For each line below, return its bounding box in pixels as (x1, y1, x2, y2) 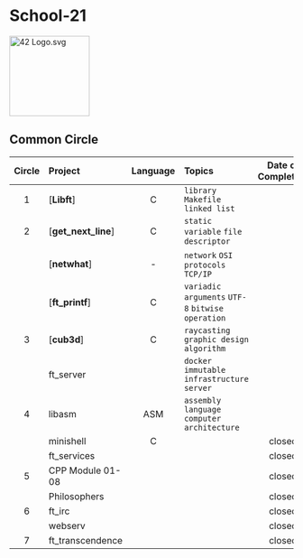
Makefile (183, 194, 222, 204)
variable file (183, 227, 243, 237)
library (183, 185, 217, 195)
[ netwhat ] (48, 257, 93, 270)
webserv (48, 519, 86, 532)
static (183, 216, 212, 226)
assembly (183, 395, 222, 405)
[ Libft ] (48, 193, 77, 206)
